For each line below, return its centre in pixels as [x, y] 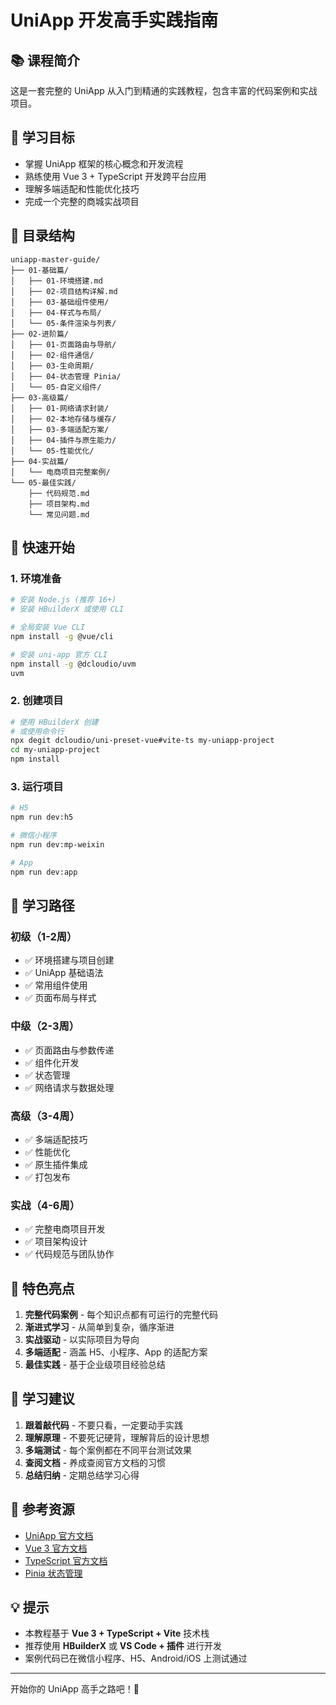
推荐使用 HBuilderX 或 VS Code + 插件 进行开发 [123, 1646]
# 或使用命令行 [37, 731]
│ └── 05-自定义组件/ [56, 387]
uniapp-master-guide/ [55, 259]
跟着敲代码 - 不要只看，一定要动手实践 [104, 1425]
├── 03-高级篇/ [39, 397]
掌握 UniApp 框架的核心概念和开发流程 [104, 163]
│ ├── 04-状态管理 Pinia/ [66, 376]
